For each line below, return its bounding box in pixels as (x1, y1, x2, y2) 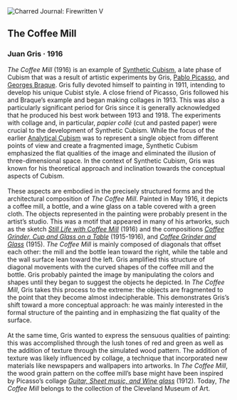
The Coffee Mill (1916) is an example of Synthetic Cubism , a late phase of (7, 65, 222, 74)
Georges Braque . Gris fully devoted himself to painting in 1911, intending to (7, 80, 226, 89)
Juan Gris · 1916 (7, 49, 63, 59)
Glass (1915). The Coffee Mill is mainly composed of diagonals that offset (7, 239, 221, 249)
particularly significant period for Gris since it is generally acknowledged (7, 103, 221, 111)
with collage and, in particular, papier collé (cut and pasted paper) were (7, 118, 217, 127)
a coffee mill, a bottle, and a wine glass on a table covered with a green (7, 201, 216, 210)
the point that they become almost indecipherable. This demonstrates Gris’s (7, 293, 230, 301)
